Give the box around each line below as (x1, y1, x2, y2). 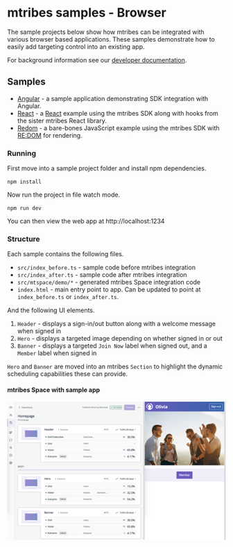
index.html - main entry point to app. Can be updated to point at (17, 285, 201, 294)
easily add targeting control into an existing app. (7, 42, 145, 51)
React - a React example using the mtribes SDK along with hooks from (17, 109, 218, 117)
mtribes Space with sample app (7, 386, 101, 394)
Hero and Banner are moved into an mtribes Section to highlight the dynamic (7, 362, 223, 371)
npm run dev (7, 205, 42, 212)
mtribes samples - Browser (7, 5, 166, 21)
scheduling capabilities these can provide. (7, 370, 128, 378)
